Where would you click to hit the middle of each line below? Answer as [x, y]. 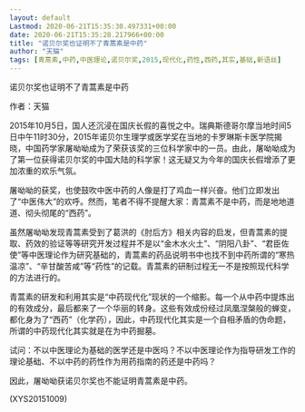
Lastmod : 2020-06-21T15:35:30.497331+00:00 [93, 26]
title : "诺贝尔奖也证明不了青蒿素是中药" [79, 43]
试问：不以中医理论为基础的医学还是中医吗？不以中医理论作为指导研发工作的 [152, 350]
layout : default [40, 18]
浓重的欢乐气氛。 [49, 171]
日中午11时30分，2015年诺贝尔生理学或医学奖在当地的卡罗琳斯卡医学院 [142, 137]
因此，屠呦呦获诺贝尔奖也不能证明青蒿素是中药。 [101, 381]
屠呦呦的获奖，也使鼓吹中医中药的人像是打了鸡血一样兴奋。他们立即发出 [144, 190]
